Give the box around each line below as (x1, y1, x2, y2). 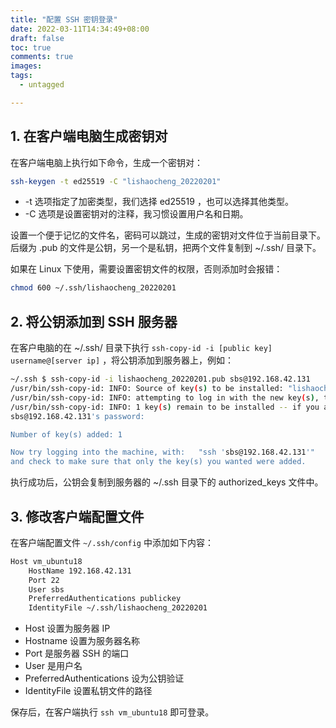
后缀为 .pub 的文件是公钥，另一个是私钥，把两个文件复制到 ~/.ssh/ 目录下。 (10, 242, 322, 254)
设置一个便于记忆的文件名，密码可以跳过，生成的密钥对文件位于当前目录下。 (10, 229, 326, 241)
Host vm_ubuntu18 (10, 556, 83, 566)
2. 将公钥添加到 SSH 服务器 (10, 313, 178, 330)
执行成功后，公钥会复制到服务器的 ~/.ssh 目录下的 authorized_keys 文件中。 (10, 476, 324, 488)
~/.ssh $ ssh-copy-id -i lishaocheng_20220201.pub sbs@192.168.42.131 (10, 374, 311, 385)
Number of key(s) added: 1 (10, 429, 123, 440)
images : (10, 61, 43, 71)
